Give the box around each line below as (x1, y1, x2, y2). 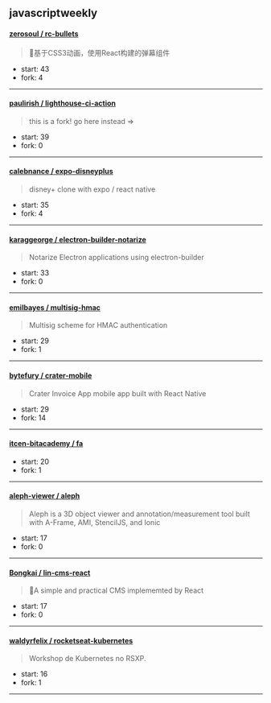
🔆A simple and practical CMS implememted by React (28, 585, 204, 595)
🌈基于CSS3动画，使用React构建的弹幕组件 (28, 48, 170, 57)
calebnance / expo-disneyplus (9, 167, 113, 176)
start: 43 (20, 64, 50, 73)
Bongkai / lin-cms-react (9, 568, 91, 577)
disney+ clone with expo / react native (28, 184, 156, 194)
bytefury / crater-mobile (9, 370, 92, 380)
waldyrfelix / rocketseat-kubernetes (9, 635, 133, 645)
